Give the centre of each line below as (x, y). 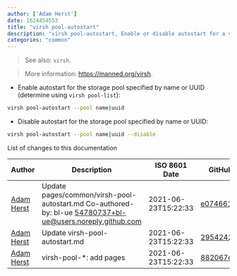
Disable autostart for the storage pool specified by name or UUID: (113, 121)
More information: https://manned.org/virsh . (89, 74)
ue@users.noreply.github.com (92, 221)
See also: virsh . (48, 60)
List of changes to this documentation (62, 148)
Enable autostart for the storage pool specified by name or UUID (111, 88)
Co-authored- (110, 203)
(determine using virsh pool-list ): (69, 95)
